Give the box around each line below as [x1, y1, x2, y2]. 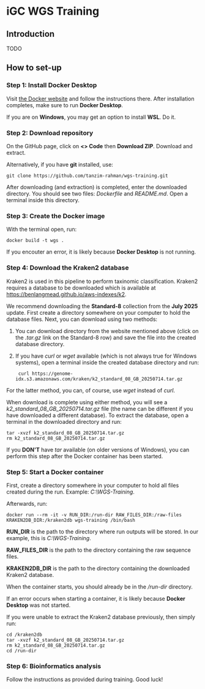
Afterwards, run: [6, 500, 48, 507]
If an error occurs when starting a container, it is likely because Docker [6, 595, 185, 602]
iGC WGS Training [6, 4, 100, 18]
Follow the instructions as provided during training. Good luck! [6, 676, 163, 683]
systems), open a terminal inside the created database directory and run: [15, 358, 199, 366]
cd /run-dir [6, 647, 37, 653]
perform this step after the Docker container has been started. [6, 452, 163, 460]
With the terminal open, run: [6, 225, 77, 233]
